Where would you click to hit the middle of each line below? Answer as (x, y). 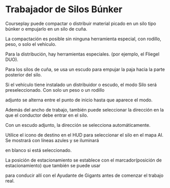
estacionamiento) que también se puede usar (53, 165)
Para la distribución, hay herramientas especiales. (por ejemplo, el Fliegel (82, 54)
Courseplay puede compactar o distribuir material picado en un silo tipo (81, 23)
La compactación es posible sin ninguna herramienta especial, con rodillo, (83, 39)
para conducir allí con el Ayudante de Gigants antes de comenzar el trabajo (84, 175)
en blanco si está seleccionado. (39, 150)
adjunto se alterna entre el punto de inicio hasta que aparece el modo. (79, 100)
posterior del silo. (24, 74)
